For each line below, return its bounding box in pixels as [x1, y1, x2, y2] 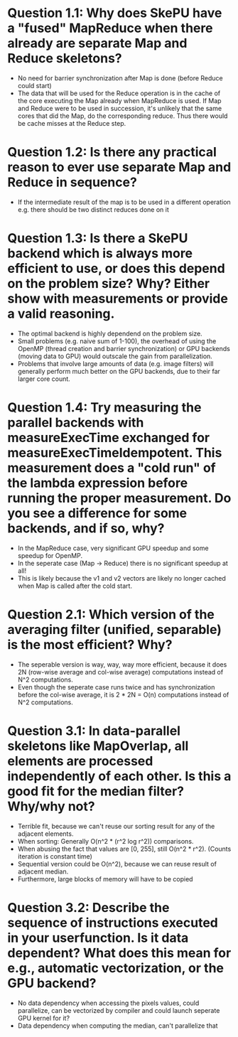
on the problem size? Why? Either [7, 276, 210, 292]
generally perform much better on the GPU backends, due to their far [17, 367, 220, 375]
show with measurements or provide [7, 291, 229, 307]
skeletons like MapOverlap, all [7, 738, 189, 754]
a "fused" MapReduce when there [7, 20, 213, 36]
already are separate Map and [7, 36, 188, 51]
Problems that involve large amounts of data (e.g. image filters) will [17, 359, 214, 367]
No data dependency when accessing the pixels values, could [17, 999, 200, 1007]
